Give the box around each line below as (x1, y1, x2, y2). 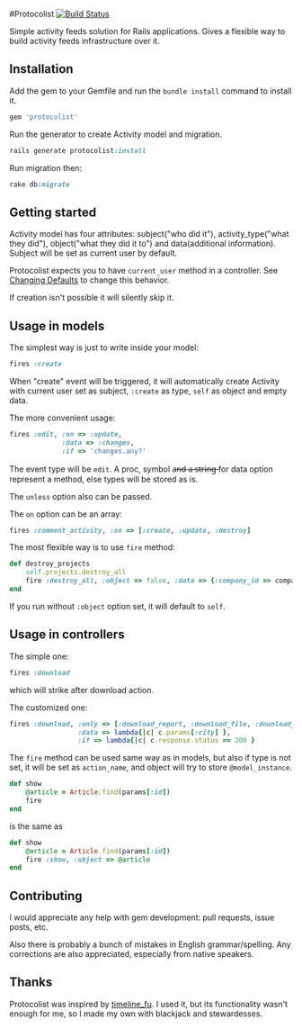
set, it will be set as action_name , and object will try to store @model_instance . (9, 762, 292, 773)
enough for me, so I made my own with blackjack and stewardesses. (9, 1008, 263, 1019)
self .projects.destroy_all (25, 568, 127, 577)
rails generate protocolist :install (9, 146, 147, 155)
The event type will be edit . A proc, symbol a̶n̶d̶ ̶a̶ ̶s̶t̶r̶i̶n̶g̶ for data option (9, 464, 273, 474)
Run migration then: (9, 162, 83, 173)
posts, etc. (9, 922, 49, 933)
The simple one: (9, 651, 69, 662)
